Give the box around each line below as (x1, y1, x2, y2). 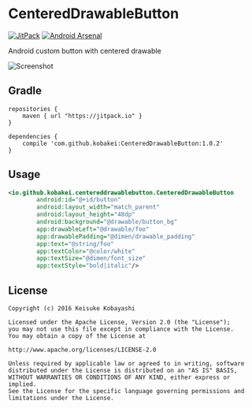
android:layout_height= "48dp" (36, 210, 135, 219)
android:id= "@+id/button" (36, 196, 122, 204)
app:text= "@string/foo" (36, 239, 114, 248)
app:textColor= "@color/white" (36, 247, 135, 255)
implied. (8, 380, 37, 388)
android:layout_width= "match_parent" (36, 203, 160, 211)
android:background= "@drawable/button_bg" (36, 218, 178, 226)
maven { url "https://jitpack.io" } (22, 112, 143, 120)
